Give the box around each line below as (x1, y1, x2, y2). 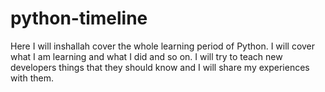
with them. (10, 72, 54, 84)
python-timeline (10, 7, 148, 30)
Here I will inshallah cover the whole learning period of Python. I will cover (10, 40, 316, 52)
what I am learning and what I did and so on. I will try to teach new (10, 50, 283, 62)
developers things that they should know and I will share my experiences (10, 61, 310, 73)
